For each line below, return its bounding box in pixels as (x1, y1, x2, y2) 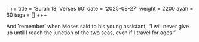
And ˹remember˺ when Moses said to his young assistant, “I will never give (6, 23, 189, 30)
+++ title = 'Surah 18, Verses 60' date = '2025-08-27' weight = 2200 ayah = (6, 5, 194, 12)
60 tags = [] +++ (6, 11, 48, 18)
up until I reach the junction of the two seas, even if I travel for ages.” (6, 29, 176, 36)
